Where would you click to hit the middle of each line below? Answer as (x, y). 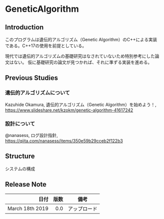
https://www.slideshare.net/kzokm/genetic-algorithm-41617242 (69, 110)
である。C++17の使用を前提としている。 (46, 46)
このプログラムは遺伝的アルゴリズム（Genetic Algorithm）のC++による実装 (81, 40)
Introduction (24, 27)
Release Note (26, 184)
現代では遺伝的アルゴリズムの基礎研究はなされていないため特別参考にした (80, 56)
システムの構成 (20, 168)
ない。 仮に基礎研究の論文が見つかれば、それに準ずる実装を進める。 (83, 62)
